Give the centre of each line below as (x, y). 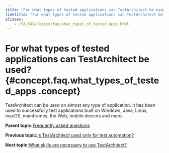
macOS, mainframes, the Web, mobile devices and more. (64, 116)
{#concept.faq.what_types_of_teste (82, 81)
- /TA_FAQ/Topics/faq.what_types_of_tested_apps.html (72, 24)
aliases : (14, 19)
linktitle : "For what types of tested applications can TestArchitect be (84, 15)
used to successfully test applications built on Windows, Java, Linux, (76, 110)
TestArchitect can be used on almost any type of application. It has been (80, 105)
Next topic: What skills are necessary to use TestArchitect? (66, 145)
